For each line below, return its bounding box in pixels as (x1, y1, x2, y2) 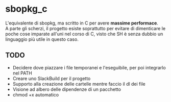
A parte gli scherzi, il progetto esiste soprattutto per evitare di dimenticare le (5, 25, 166, 31)
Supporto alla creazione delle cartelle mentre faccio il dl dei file (12, 81, 145, 87)
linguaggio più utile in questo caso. (5, 36, 79, 42)
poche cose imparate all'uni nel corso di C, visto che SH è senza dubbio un (5, 31, 163, 37)
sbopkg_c (5, 3, 47, 15)
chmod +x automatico (12, 91, 59, 97)
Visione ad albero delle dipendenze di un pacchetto (12, 86, 121, 92)
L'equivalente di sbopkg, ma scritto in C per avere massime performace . (5, 20, 158, 26)
